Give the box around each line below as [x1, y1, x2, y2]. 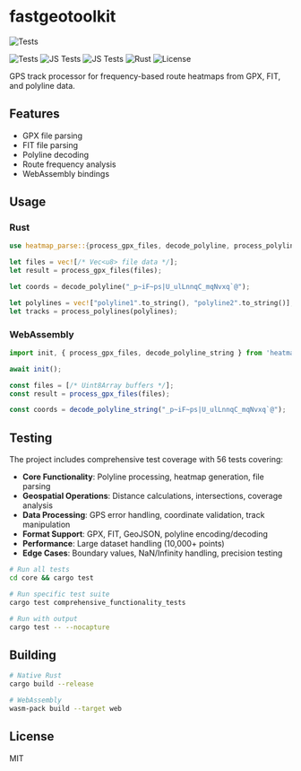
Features [9, 106, 60, 122]
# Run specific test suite [9, 590, 110, 599]
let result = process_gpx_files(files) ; [9, 267, 163, 276]
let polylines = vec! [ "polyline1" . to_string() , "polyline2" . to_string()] [9, 298, 291, 307]
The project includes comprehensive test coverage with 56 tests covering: [9, 454, 284, 465]
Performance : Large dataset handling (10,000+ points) [21, 539, 226, 549]
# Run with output [9, 614, 78, 623]
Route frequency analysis [21, 159, 116, 170]
